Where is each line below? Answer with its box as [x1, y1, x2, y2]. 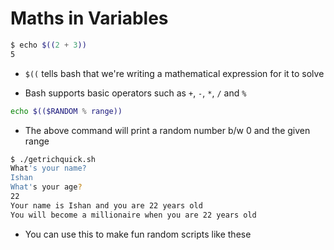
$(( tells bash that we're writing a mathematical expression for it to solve [24, 67, 325, 79]
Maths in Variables [10, 7, 169, 30]
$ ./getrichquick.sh [10, 154, 97, 164]
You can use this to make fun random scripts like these [24, 228, 252, 240]
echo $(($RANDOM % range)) [10, 106, 123, 116]
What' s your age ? [10, 182, 83, 192]
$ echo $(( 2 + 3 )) [10, 40, 87, 50]
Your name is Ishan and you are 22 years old [10, 200, 203, 211]
